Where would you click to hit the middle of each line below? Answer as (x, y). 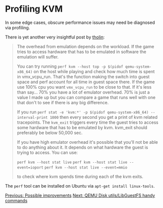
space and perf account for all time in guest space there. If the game (86, 82)
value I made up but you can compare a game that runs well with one (86, 97)
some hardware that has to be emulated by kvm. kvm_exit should (82, 127)
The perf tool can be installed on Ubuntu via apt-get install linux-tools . (80, 186)
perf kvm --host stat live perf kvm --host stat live (72, 162)
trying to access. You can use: (47, 152)
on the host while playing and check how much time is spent (94, 71)
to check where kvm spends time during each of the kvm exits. (80, 176)
